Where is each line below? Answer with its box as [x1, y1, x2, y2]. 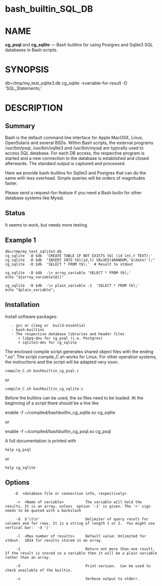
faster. [5, 180, 18, 186]
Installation [5, 301, 40, 309]
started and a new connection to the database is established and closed [5, 155, 149, 161]
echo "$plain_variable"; [5, 287, 55, 292]
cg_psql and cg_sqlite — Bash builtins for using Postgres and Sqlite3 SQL [5, 42, 153, 48]
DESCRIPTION [5, 102, 63, 113]
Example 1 [5, 236, 36, 245]
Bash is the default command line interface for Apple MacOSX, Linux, [5, 135, 144, 141]
